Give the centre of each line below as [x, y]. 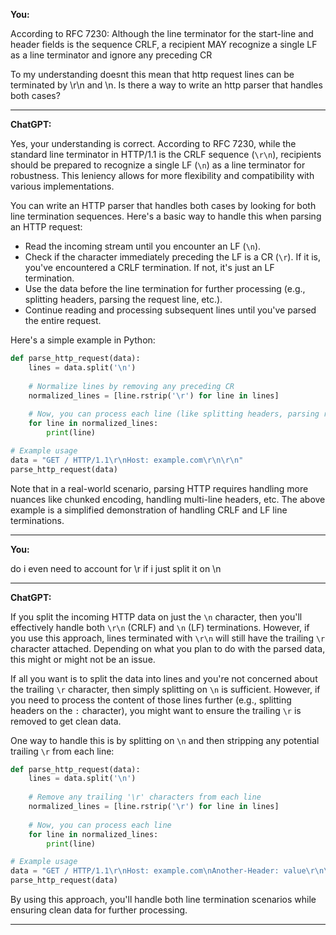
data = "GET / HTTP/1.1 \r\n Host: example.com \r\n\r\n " [127, 460]
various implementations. [62, 186]
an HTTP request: [46, 227]
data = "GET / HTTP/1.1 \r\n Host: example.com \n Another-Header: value [158, 871]
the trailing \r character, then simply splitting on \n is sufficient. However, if [165, 689]
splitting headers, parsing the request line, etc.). [123, 299]
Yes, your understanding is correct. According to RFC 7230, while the [153, 143]
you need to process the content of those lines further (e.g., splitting [151, 700]
